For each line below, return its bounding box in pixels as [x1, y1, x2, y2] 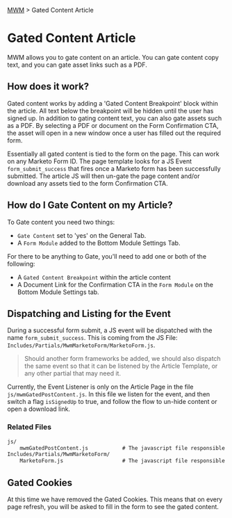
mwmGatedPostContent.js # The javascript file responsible [19, 444, 226, 451]
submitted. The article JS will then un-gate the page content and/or [7, 172, 200, 180]
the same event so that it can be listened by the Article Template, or [24, 362, 218, 371]
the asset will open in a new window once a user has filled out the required [7, 129, 221, 137]
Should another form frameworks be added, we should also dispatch [24, 355, 221, 363]
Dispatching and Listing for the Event [7, 307, 172, 319]
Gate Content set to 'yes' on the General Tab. [17, 231, 147, 239]
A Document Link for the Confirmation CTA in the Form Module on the [17, 280, 214, 289]
